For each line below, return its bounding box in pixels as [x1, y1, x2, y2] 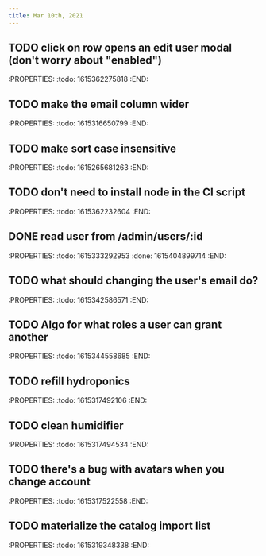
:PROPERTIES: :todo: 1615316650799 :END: [8, 118, 149, 128]
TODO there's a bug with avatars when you [8, 462, 225, 477]
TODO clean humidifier [8, 419, 125, 432]
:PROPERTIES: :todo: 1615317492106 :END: [8, 396, 148, 405]
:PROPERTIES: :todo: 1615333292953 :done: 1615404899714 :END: [8, 251, 226, 261]
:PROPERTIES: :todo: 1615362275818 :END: [8, 75, 148, 84]
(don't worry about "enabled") [8, 53, 163, 68]
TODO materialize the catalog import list [8, 519, 211, 533]
